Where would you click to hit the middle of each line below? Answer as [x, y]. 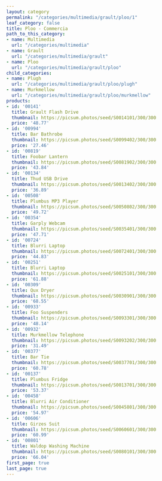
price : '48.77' [30, 123]
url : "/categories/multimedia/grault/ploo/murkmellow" [81, 95]
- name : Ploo [22, 62]
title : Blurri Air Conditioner [51, 402]
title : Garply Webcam [39, 223]
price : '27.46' [30, 145]
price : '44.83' [30, 257]
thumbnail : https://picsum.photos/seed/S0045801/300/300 [84, 407]
